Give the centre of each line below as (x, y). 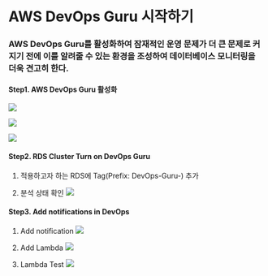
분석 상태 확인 (42, 192)
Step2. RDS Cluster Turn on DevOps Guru (80, 156)
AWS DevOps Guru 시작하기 (101, 17)
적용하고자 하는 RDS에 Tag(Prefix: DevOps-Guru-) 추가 (109, 175)
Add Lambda (41, 248)
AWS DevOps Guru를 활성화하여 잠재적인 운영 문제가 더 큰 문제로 (130, 44)
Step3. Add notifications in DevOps (69, 212)
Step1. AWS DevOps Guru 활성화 (63, 89)
